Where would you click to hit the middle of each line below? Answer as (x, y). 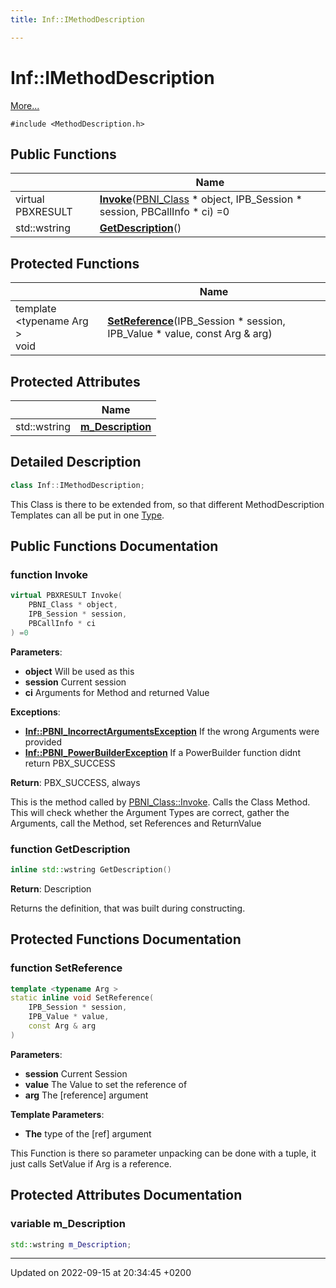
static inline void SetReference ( (82, 998)
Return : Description (51, 888)
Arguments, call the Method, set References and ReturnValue (136, 823)
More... (25, 105)
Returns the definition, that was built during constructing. (128, 908)
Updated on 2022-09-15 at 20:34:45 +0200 (101, 1273)
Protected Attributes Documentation (126, 1195)
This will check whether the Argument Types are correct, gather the (150, 812)
